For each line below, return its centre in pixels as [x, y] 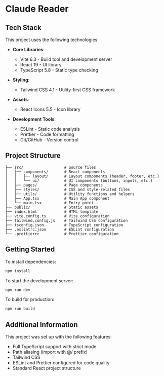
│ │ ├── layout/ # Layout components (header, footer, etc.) [82, 176]
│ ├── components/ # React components [55, 172]
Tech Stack [23, 28]
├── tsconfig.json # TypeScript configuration [64, 225]
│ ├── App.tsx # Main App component [57, 198]
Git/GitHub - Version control [49, 140]
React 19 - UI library [41, 65]
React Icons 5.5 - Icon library [50, 109]
